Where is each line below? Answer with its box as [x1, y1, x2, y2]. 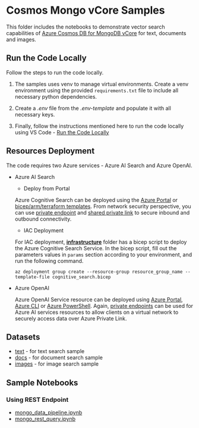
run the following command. [14, 257, 84, 265]
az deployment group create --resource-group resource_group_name [14, 269, 183, 275]
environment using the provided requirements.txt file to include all [14, 87, 179, 94]
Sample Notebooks [6, 377, 78, 388]
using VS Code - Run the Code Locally [14, 128, 109, 136]
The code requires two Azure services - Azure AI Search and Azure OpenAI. [6, 162, 192, 169]
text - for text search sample [14, 348, 85, 355]
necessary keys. [14, 111, 55, 118]
